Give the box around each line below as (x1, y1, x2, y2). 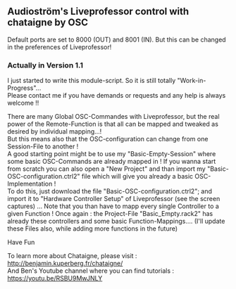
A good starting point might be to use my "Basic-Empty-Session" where (7, 150, 216, 158)
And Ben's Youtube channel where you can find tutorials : (7, 266, 175, 275)
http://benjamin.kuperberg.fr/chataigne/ (7, 259, 123, 268)
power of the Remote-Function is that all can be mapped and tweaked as (7, 120, 218, 129)
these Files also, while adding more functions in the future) (7, 224, 178, 233)
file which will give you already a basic (81, 172, 194, 181)
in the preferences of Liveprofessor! (7, 42, 112, 51)
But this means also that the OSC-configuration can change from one (7, 135, 209, 143)
